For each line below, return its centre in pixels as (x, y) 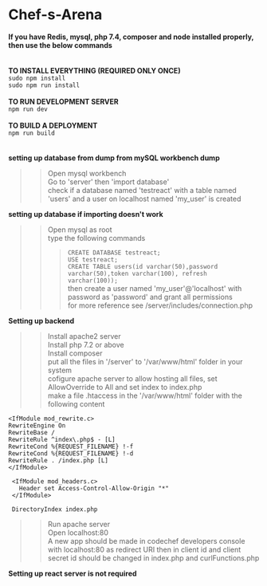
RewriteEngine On (37, 425)
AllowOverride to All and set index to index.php (125, 387)
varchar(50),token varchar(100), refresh (137, 273)
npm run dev (28, 109)
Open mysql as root (80, 230)
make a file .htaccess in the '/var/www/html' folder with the (145, 395)
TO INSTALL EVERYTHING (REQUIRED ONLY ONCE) (94, 70)
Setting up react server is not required (73, 573)
